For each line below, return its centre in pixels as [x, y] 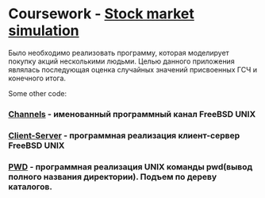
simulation [44, 31]
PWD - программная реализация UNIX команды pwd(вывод [131, 166]
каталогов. [31, 186]
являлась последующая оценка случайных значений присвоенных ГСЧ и [133, 69]
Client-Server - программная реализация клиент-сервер [124, 135]
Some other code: [38, 93]
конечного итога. [37, 78]
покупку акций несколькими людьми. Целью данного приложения [122, 61]
